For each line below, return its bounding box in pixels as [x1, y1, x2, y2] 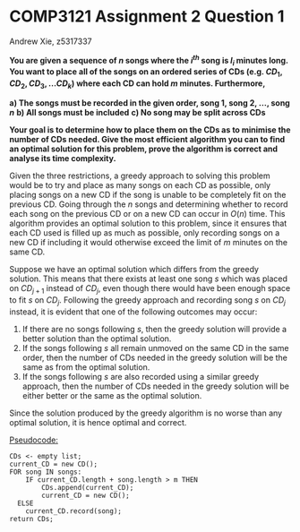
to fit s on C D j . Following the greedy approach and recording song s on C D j [9, 294, 287, 307]
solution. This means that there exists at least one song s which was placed [9, 273, 288, 284]
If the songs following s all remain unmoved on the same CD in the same [21, 342, 289, 353]
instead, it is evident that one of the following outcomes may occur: [9, 306, 258, 317]
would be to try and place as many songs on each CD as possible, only [9, 179, 271, 190]
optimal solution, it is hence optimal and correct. [9, 416, 187, 427]
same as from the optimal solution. [21, 361, 150, 373]
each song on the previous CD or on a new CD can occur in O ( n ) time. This [9, 208, 286, 219]
